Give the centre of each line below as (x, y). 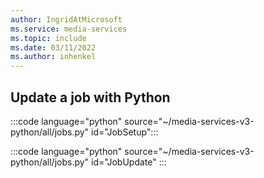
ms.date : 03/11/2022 (53, 47)
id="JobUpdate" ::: (129, 162)
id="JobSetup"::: (125, 132)
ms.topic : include (48, 38)
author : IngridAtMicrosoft (66, 19)
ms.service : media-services (69, 29)
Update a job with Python (90, 97)
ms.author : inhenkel (53, 57)
